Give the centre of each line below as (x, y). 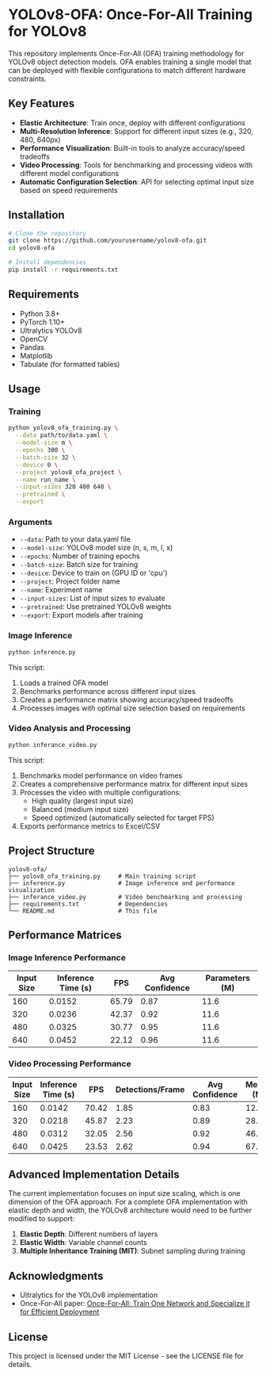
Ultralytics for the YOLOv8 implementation (89, 1295)
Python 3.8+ (40, 313)
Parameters (228, 979)
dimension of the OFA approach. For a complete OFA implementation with (128, 1202)
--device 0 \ (37, 465)
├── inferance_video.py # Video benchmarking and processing (125, 897)
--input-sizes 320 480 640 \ (63, 487)
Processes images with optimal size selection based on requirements (132, 708)
